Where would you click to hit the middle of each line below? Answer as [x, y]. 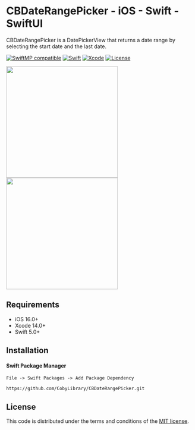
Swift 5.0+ [27, 332]
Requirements [33, 305]
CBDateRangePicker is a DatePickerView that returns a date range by [91, 40]
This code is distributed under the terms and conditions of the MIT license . [97, 421]
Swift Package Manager [36, 365]
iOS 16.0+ [26, 319]
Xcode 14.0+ [30, 325]
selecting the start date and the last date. [56, 46]
